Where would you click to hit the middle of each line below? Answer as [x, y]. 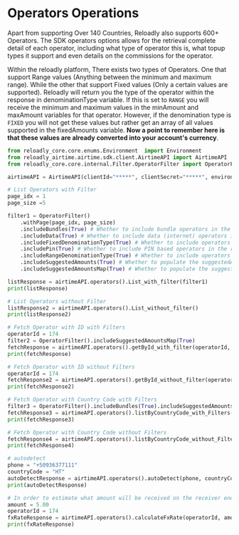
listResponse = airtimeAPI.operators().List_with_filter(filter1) [108, 282]
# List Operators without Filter [57, 301]
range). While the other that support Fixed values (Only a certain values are [118, 84]
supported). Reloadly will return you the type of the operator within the [111, 92]
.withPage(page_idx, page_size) [68, 223]
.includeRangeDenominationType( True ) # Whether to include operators [126, 256]
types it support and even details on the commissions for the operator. [110, 56]
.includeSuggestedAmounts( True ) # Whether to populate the [110, 263]
